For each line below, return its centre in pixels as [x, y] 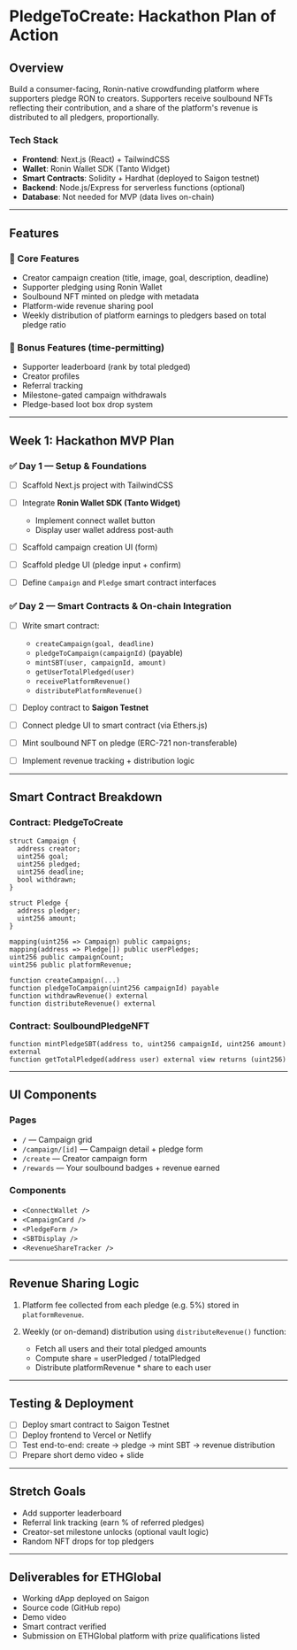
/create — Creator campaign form [84, 1158]
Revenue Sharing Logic [74, 1284]
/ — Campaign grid [57, 1139]
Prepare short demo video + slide [83, 1454]
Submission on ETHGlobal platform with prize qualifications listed [141, 1636]
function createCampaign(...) [65, 980]
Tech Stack [34, 140]
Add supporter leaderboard [72, 1513]
